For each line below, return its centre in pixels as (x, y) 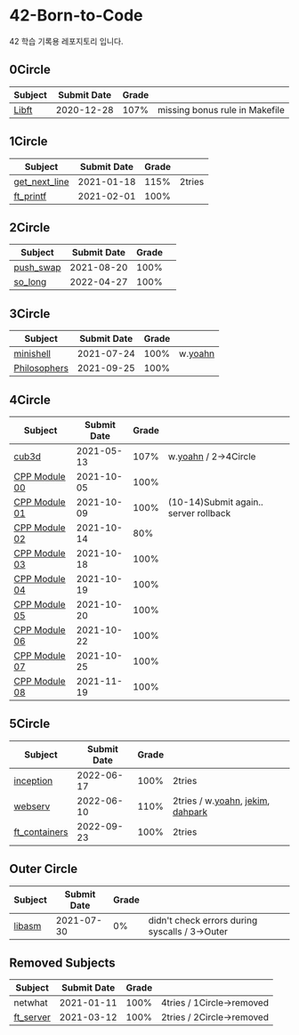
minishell (32, 354)
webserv (32, 806)
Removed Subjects (62, 963)
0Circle (30, 70)
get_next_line (41, 182)
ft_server (32, 1017)
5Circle (30, 724)
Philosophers (41, 368)
